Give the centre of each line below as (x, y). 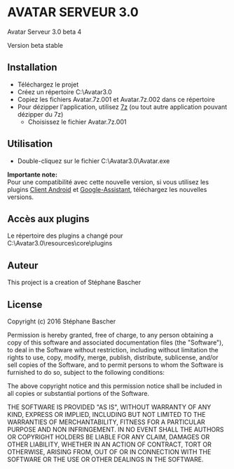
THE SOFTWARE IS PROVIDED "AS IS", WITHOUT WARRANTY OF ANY (109, 407)
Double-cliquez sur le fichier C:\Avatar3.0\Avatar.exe (94, 161)
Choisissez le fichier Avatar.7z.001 (77, 122)
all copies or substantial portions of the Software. (78, 393)
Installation (32, 68)
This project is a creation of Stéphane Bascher (74, 283)
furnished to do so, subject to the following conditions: (86, 372)
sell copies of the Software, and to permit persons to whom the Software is (116, 365)
